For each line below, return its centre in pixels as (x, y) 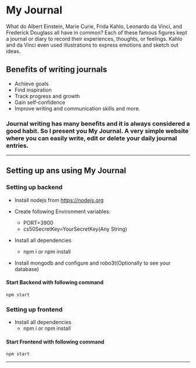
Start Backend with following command (55, 282)
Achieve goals (32, 84)
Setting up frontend (34, 309)
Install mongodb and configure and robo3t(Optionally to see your (92, 263)
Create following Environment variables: (62, 211)
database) (27, 269)
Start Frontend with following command (55, 342)
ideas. (13, 51)
